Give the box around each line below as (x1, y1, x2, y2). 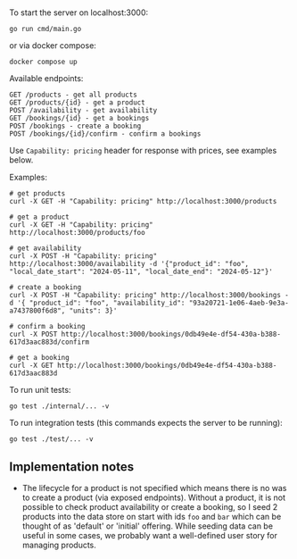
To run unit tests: (9, 385, 71, 396)
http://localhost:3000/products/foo (9, 229, 145, 238)
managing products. (21, 539, 96, 550)
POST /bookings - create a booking (9, 121, 142, 131)
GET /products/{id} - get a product (9, 98, 145, 107)
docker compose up (9, 57, 78, 67)
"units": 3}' (69, 306, 118, 315)
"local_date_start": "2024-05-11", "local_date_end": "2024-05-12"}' (9, 267, 274, 277)
